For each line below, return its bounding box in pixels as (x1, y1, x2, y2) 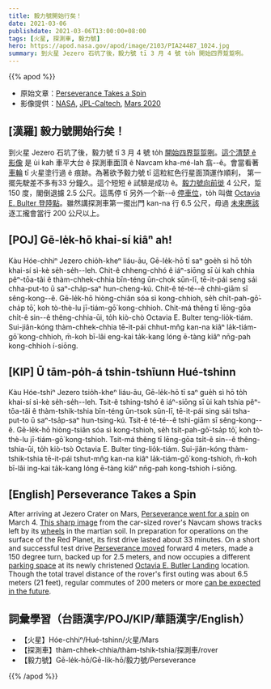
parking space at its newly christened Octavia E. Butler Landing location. (8, 560, 250, 571)
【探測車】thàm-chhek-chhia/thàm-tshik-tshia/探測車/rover (19, 645, 218, 655)
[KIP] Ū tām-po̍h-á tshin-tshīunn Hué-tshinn (8, 365, 236, 379)
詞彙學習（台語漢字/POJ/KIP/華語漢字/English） (8, 612, 251, 626)
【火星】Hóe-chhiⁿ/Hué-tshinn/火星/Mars (19, 635, 159, 644)
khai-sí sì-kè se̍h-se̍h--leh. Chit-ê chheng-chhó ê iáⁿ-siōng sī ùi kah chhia (8, 265, 255, 275)
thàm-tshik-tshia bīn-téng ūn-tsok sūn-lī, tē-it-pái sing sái (38, 406, 231, 416)
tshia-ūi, (8, 444, 36, 454)
